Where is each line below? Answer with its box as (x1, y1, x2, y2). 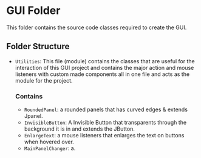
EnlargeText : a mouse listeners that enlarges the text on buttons (24, 132, 185, 139)
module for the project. (15, 77, 73, 84)
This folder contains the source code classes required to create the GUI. (6, 24, 187, 31)
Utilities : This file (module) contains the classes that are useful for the (15, 57, 196, 64)
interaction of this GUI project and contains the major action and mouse (15, 64, 194, 71)
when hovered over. (24, 138, 74, 146)
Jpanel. (24, 112, 44, 120)
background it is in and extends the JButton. (24, 125, 135, 132)
